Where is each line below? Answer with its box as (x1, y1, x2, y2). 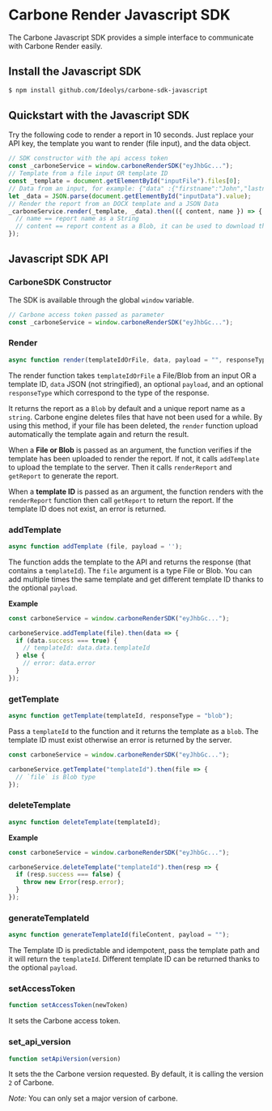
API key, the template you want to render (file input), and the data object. (8, 139, 251, 148)
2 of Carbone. (8, 1078, 54, 1087)
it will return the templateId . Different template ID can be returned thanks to (8, 954, 261, 964)
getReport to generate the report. (8, 470, 119, 480)
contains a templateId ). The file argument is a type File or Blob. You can (8, 565, 253, 575)
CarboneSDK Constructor (8, 277, 112, 288)
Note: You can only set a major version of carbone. (8, 1093, 178, 1104)
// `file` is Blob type (15, 773, 96, 781)
